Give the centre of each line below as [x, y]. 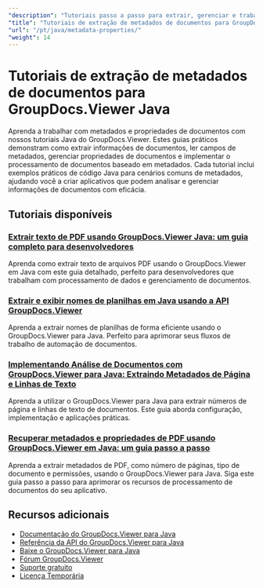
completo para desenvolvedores [71, 247]
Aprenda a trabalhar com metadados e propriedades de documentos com [127, 131]
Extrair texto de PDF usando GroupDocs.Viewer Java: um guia [128, 236]
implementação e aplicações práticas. [69, 418]
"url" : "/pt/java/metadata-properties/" [75, 30]
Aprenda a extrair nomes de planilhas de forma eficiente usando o [115, 327]
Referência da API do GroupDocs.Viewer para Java [102, 542]
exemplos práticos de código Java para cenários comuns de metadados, [126, 173]
